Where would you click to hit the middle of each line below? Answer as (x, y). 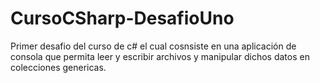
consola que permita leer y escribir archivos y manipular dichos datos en (160, 56)
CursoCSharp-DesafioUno (122, 18)
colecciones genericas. (58, 67)
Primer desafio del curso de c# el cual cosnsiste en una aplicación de (153, 46)
